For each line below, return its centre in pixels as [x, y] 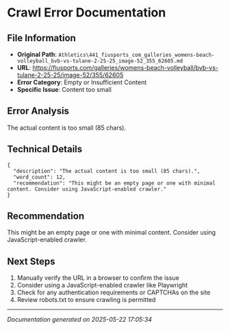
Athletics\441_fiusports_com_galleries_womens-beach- [136, 55]
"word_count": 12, [40, 177]
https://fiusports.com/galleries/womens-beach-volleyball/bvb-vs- [126, 68]
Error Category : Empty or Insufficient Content [82, 82]
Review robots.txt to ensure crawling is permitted [86, 300]
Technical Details [45, 149]
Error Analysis [38, 111]
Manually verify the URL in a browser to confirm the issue [98, 278]
